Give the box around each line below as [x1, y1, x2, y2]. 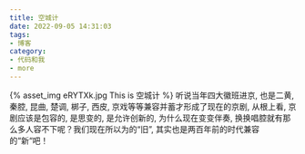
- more [9, 64, 35, 73]
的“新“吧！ [9, 135, 49, 146]
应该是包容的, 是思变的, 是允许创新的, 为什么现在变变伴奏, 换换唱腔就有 [16, 112, 283, 123]
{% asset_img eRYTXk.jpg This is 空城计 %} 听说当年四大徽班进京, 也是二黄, [9, 90, 294, 101]
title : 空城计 [9, 13, 59, 23]
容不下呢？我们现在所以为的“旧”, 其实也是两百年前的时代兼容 [33, 123, 259, 134]
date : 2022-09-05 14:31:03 [9, 22, 112, 31]
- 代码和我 [9, 55, 46, 64]
